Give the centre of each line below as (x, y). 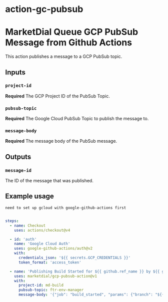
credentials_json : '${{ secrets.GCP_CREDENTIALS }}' (74, 258)
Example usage (29, 196)
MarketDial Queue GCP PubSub (72, 32)
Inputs (15, 72)
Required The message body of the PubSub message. (61, 141)
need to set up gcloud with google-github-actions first (66, 208)
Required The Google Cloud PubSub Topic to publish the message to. (77, 119)
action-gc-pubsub (44, 9)
